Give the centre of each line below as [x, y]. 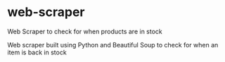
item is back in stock [37, 52]
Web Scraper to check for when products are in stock [85, 31]
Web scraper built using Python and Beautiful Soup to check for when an [113, 45]
